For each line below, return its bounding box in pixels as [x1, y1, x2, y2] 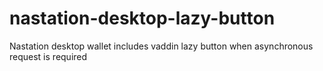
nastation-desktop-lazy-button [9, 7, 276, 30]
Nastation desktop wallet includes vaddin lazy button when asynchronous [9, 40, 314, 52]
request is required [9, 50, 88, 62]
